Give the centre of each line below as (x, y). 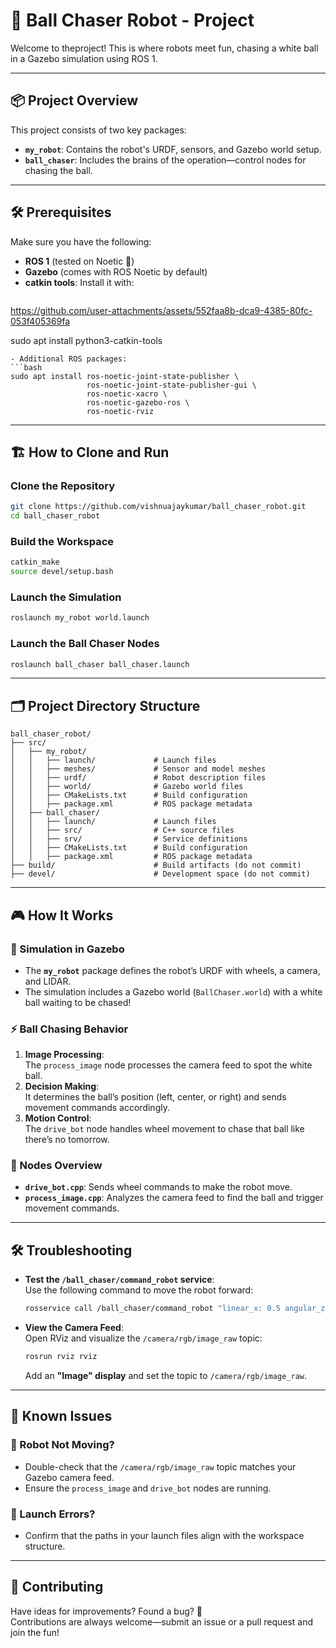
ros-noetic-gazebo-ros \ (138, 402)
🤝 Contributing (57, 1587)
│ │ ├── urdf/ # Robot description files (138, 778)
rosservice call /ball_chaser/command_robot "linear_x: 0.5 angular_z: (177, 1309)
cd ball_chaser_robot (55, 516)
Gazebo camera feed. (69, 1477)
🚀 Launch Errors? (53, 1514)
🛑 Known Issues (61, 1416)
